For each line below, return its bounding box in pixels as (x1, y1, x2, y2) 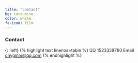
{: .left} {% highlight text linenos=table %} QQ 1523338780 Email (5, 47, 134, 53)
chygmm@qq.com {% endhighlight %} (5, 52, 82, 58)
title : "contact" (5, 7, 40, 12)
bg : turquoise (5, 12, 34, 16)
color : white (5, 16, 31, 21)
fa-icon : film (5, 20, 34, 25)
